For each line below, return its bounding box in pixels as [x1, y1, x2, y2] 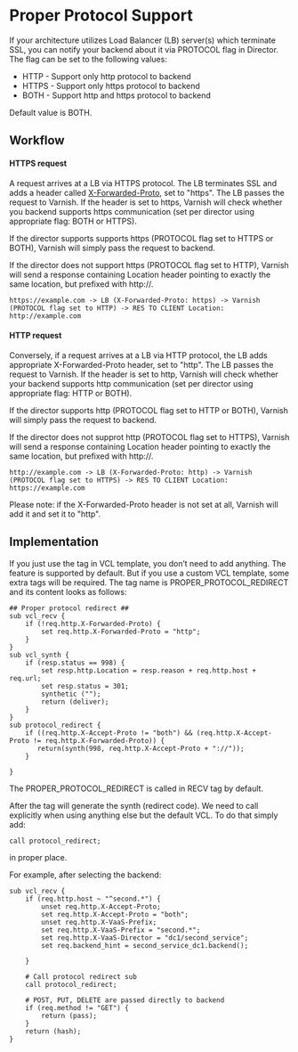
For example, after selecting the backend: [9, 869, 162, 880]
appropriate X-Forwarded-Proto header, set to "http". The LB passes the [9, 359, 274, 370]
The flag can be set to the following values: [9, 53, 167, 64]
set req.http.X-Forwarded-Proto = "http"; [41, 627, 201, 636]
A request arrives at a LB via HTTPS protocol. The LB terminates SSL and [9, 177, 278, 188]
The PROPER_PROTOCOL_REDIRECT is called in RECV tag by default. [9, 783, 264, 794]
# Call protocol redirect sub [25, 972, 138, 981]
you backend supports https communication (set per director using [9, 206, 255, 216]
